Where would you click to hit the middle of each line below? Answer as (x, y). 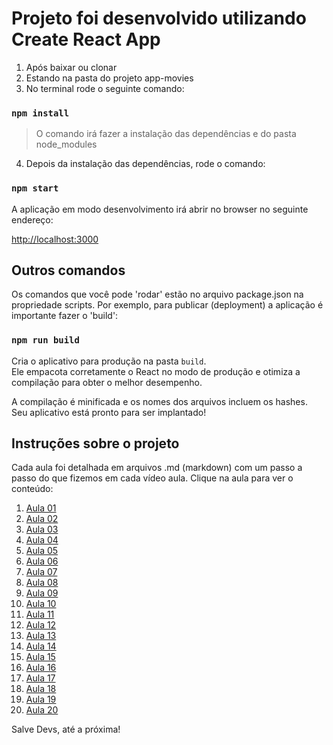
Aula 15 (40, 657)
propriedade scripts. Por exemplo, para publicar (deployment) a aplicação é (167, 305)
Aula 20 (42, 710)
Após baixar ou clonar (71, 67)
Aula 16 (41, 668)
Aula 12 (41, 625)
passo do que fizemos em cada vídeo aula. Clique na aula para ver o (152, 478)
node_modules (66, 144)
